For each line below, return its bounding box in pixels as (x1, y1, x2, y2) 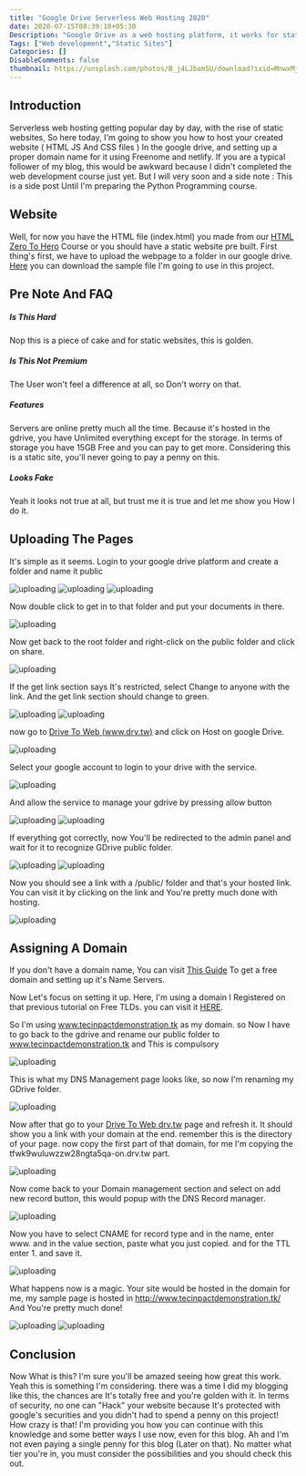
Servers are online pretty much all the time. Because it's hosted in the (9, 422, 270, 433)
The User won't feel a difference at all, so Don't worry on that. (9, 378, 242, 389)
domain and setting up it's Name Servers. (9, 975, 166, 986)
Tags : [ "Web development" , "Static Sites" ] (9, 38, 173, 48)
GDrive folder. (9, 1084, 62, 1095)
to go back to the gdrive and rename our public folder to (9, 1029, 220, 1040)
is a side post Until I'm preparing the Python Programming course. (9, 180, 258, 191)
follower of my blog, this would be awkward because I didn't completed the (9, 160, 292, 171)
